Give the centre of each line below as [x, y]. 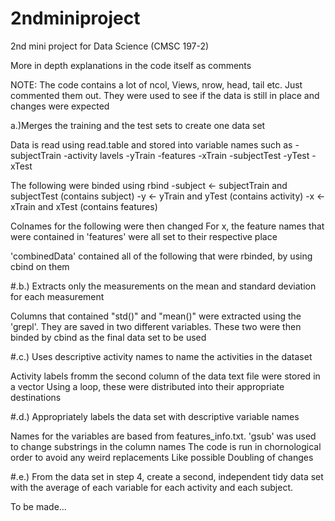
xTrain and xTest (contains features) [84, 206]
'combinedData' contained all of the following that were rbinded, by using [161, 256]
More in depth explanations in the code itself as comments [131, 65]
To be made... [38, 506]
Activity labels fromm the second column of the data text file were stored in [165, 376]
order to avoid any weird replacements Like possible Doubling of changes [162, 457]
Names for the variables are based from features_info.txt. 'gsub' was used [163, 436]
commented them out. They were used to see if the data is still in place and [165, 95]
